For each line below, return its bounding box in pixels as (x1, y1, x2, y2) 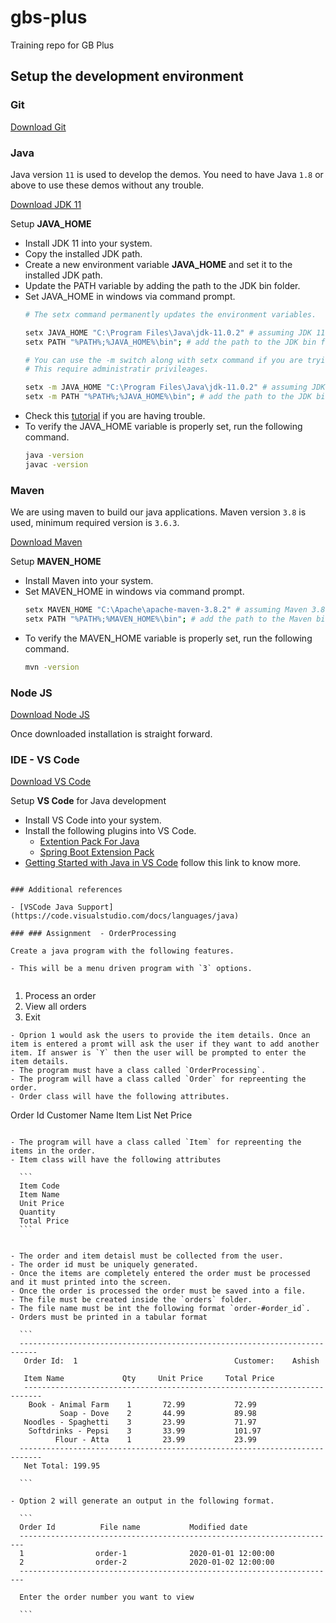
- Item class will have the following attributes (10, 1155, 222, 1165)
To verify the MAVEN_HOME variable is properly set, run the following (24, 632, 313, 644)
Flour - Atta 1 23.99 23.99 (54, 1435, 257, 1445)
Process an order (24, 990, 97, 1002)
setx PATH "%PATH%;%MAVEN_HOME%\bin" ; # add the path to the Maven (24, 614, 313, 624)
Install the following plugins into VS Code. (24, 825, 197, 837)
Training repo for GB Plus (10, 39, 115, 51)
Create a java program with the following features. (10, 946, 235, 956)
